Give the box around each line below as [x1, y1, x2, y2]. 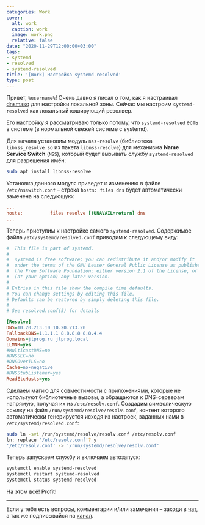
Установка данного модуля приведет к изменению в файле [6, 180, 161, 187]
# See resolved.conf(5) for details [6, 308, 99, 314]
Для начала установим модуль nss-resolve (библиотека [6, 137, 153, 144]
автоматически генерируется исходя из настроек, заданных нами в [6, 412, 184, 420]
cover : [6, 15, 23, 21]
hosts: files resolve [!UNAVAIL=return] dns [6, 210, 146, 216]
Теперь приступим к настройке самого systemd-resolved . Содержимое [6, 227, 192, 234]
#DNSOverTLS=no [6, 359, 45, 365]
